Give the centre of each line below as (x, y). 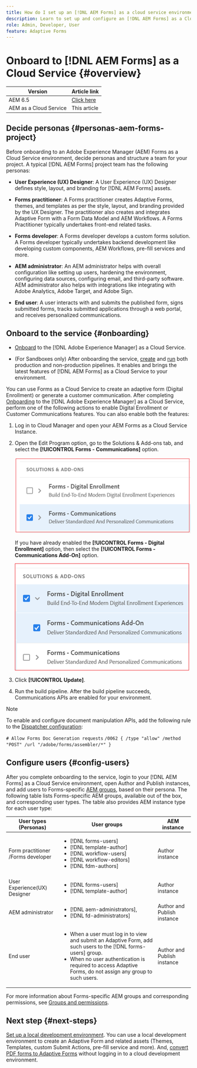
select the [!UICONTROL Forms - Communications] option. (87, 450)
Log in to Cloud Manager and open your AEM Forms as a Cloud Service (101, 425)
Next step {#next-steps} (52, 1021)
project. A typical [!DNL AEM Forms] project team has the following (87, 164)
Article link (85, 91)
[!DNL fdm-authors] (94, 866)
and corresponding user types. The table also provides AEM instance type (96, 802)
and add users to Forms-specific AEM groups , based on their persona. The (97, 789)
